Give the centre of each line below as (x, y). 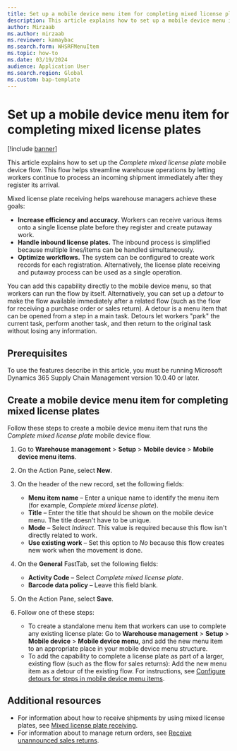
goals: (16, 206)
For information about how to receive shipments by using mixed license (121, 718)
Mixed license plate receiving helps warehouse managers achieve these (112, 199)
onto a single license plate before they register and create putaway (115, 227)
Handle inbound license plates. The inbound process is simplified (114, 242)
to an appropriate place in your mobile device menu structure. (118, 648)
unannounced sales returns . (58, 740)
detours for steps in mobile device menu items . (96, 678)
